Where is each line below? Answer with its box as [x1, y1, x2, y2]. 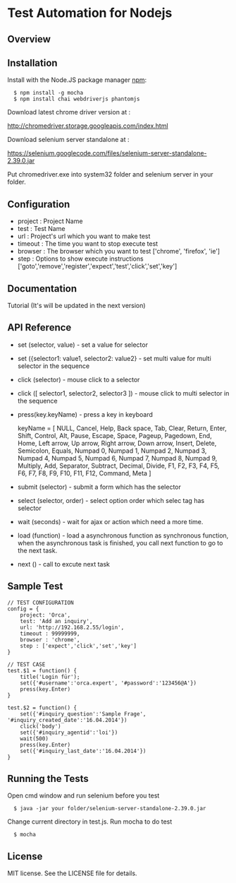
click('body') [20, 723, 61, 730]
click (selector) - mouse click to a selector [17, 375, 140, 384]
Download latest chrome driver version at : [7, 108, 131, 117]
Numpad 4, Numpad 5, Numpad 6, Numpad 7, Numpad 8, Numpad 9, [17, 454, 218, 462]
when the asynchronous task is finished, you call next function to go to [17, 538, 223, 547]
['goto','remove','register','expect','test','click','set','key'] [17, 262, 178, 271]
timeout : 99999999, [20, 630, 80, 637]
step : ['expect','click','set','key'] [20, 642, 137, 649]
